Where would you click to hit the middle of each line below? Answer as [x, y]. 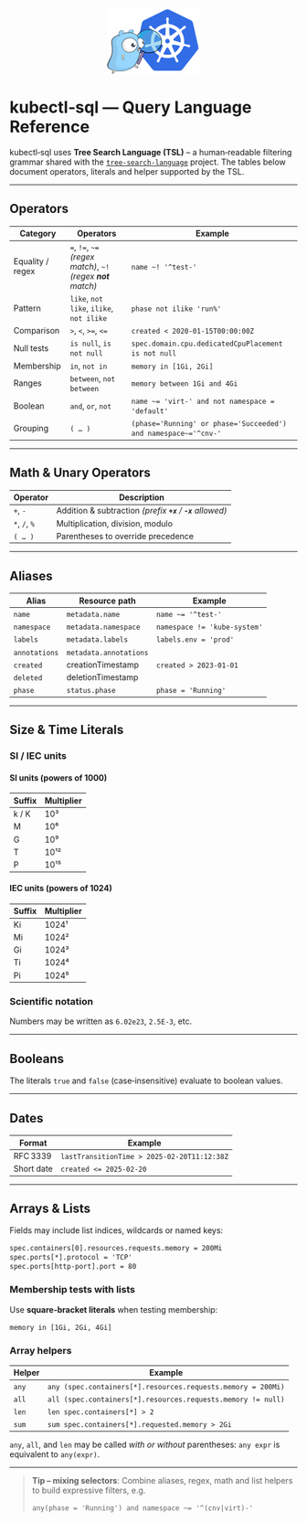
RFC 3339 [32, 1155]
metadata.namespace [103, 628]
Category [38, 234]
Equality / [31, 261]
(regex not [90, 276]
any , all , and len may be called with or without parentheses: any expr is [145, 1444]
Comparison [37, 330]
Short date [33, 1169]
